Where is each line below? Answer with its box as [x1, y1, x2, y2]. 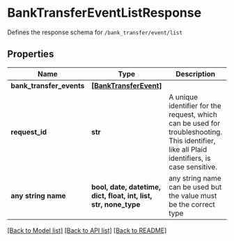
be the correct [168, 199, 216, 209]
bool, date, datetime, [91, 182, 162, 191]
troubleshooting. [168, 127, 223, 137]
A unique [168, 92, 198, 102]
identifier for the [168, 101, 221, 110]
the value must [168, 191, 217, 200]
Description [175, 68, 216, 78]
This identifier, [168, 136, 216, 145]
